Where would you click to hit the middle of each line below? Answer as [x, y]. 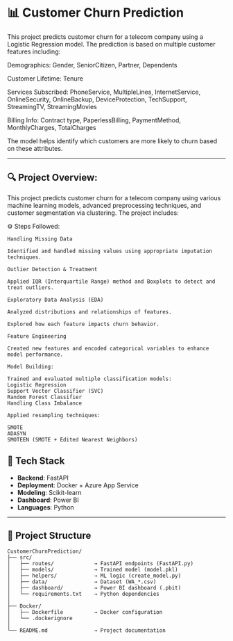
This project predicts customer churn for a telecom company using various [114, 197]
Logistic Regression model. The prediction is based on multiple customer [111, 44]
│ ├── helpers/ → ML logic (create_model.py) [94, 576]
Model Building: [31, 366]
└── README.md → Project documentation [87, 631]
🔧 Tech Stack [36, 461]
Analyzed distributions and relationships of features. [89, 312]
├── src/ [20, 558]
